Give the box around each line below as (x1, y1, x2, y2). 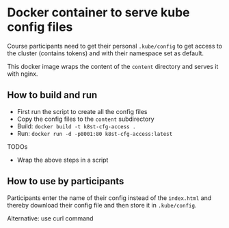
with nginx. (7, 70, 38, 78)
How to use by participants (7, 175, 124, 187)
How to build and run (7, 89, 98, 101)
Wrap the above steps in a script (16, 156, 109, 164)
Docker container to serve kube (7, 5, 190, 20)
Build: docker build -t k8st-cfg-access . (16, 122, 136, 130)
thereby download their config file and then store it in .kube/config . (7, 201, 197, 209)
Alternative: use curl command (7, 214, 94, 223)
